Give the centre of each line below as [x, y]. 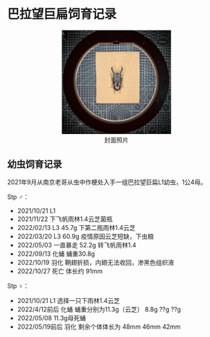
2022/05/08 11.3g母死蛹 [52, 318]
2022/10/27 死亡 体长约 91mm [60, 271]
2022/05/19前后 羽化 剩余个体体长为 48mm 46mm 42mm [99, 327]
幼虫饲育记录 [35, 164]
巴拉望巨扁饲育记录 [62, 14]
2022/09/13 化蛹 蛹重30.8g [56, 254]
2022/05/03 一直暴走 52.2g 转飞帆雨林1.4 [77, 245]
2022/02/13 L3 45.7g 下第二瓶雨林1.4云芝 [76, 228]
